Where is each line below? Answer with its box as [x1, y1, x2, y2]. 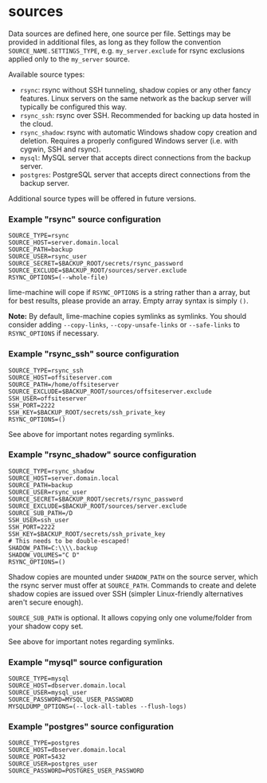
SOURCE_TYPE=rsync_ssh [8, 366, 84, 375]
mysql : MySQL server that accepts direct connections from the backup [19, 152, 251, 162]
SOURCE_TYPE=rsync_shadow [8, 467, 94, 475]
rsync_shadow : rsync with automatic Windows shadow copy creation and [19, 127, 257, 137]
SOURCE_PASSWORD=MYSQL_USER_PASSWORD [8, 696, 134, 704]
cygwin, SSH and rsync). [19, 144, 101, 154]
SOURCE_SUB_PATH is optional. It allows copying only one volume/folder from [8, 612, 253, 622]
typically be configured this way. [19, 102, 128, 112]
